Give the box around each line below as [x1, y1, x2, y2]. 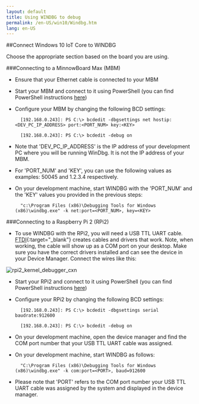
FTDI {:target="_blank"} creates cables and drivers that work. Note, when [14, 236, 194, 244]
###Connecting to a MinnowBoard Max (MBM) [6, 65, 121, 72]
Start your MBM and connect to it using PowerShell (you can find [14, 87, 174, 95]
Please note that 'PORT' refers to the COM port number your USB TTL [14, 378, 186, 386]
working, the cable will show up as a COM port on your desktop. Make [14, 242, 187, 250]
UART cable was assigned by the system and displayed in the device [14, 384, 184, 392]
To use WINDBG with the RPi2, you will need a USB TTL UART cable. [14, 230, 183, 237]
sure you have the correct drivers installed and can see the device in [14, 249, 183, 256]
